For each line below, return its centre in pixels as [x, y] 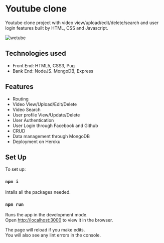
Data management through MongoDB [51, 136]
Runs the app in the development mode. [46, 214]
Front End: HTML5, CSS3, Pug [44, 65]
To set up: [16, 169]
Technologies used [36, 53]
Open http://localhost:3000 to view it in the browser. [59, 220]
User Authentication [33, 120]
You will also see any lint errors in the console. [53, 235]
